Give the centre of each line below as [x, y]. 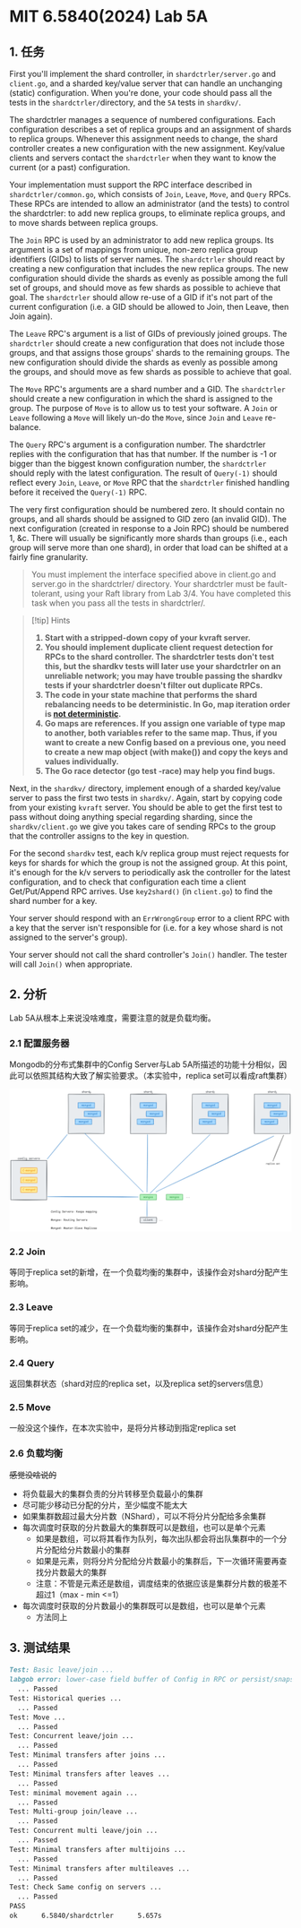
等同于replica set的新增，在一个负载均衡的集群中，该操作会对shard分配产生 [149, 1272]
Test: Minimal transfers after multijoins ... [98, 1849]
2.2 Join [28, 1252]
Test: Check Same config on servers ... [86, 1888]
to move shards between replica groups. [84, 223]
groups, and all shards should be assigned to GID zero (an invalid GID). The [148, 519]
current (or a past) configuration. [70, 167]
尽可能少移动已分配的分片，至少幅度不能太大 [105, 1505]
